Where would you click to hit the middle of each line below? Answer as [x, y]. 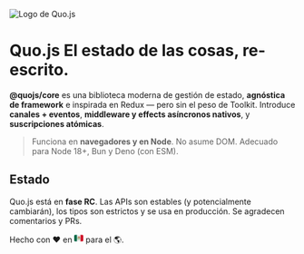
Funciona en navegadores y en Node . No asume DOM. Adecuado [155, 142]
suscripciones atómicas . [57, 123]
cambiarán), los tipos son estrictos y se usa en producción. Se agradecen [147, 211]
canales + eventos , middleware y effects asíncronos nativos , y [130, 114]
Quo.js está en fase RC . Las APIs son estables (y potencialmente [130, 201]
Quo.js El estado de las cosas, [124, 51]
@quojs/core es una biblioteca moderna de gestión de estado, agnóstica [147, 94]
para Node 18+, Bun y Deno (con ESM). [105, 151]
